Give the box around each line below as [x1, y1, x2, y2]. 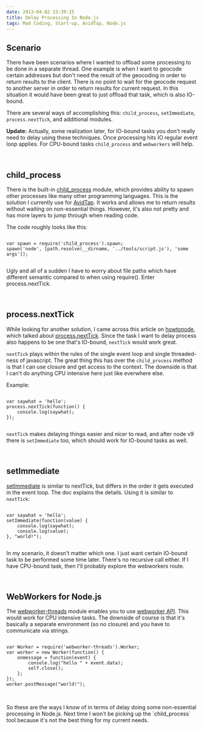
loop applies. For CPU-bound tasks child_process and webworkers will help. [6, 140, 194, 148]
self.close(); [28, 666, 64, 672]
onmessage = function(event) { [17, 655, 97, 661]
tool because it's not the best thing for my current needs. [6, 717, 149, 724]
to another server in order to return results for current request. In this [6, 84, 179, 92]
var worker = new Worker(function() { [6, 649, 104, 656]
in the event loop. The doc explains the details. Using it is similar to [6, 488, 174, 496]
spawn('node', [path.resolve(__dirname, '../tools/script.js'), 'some [6, 246, 189, 252]
